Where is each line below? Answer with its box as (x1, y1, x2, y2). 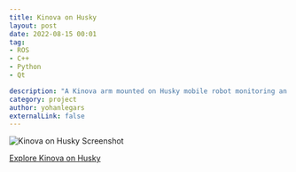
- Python (9, 63, 42, 72)
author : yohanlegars (9, 103, 86, 112)
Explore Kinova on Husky (9, 152, 101, 164)
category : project (9, 95, 77, 104)
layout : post (9, 21, 58, 30)
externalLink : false (9, 112, 86, 121)
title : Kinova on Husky (9, 12, 97, 22)
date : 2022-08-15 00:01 (9, 29, 97, 38)
